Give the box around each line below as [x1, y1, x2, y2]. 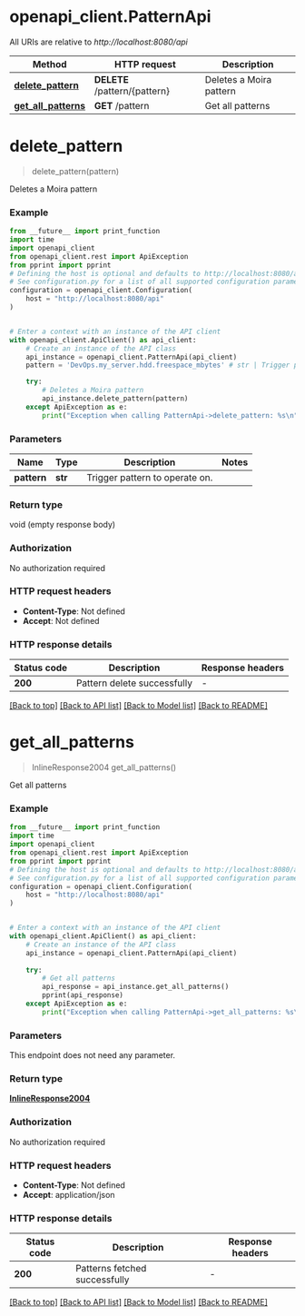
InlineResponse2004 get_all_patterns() [31, 762, 177, 773]
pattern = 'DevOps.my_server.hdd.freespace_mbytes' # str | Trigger [25, 361, 290, 370]
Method [32, 57, 67, 70]
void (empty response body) [9, 519, 116, 530]
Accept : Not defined [22, 615, 100, 626]
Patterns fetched [75, 1262, 147, 1275]
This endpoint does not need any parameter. [9, 1050, 175, 1061]
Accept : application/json [22, 1189, 115, 1200]
